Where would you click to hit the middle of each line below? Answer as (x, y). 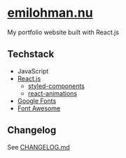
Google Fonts (37, 101)
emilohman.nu (50, 13)
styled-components (56, 86)
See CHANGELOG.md (38, 147)
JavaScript (33, 71)
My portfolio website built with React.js (63, 32)
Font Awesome (39, 108)
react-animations (52, 93)
